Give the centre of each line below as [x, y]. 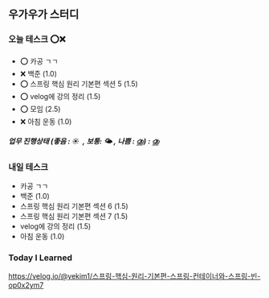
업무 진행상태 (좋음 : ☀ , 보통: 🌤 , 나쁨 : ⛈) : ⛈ [84, 141]
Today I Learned [41, 258]
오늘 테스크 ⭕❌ [37, 39]
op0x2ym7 [26, 285]
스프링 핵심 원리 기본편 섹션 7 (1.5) [74, 217]
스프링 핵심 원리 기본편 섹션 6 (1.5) [74, 206]
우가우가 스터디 [44, 14]
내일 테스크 [29, 167]
